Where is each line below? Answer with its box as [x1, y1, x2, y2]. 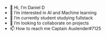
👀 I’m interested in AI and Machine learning [9, 10, 97, 16]
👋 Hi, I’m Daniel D [9, 5, 45, 10]
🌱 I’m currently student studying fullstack [9, 15, 93, 20]
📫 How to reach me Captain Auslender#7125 [9, 26, 102, 31]
